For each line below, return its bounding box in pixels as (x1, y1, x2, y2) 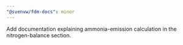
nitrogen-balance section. (6, 31, 71, 39)
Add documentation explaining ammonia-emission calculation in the (6, 25, 177, 32)
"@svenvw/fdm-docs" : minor (6, 8, 75, 15)
